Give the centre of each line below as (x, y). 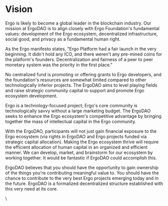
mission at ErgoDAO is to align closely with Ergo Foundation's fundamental (82, 28)
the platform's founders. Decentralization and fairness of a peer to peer (79, 59)
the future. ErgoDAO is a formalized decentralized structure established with (84, 183)
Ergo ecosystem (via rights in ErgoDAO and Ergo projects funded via (76, 136)
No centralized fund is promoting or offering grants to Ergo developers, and (83, 74)
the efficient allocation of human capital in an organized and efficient (76, 147)
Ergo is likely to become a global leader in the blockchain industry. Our (78, 23)
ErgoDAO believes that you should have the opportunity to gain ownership (82, 167)
